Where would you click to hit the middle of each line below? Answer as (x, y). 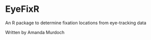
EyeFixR (22, 9)
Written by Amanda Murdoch (35, 32)
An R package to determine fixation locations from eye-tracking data (76, 23)
